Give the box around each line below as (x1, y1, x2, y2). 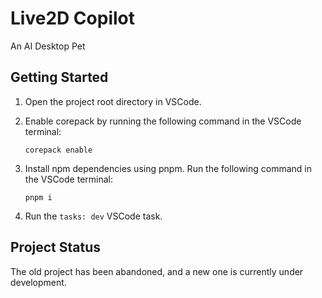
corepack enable (24, 145, 93, 155)
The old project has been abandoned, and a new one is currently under (10, 265, 304, 277)
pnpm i (24, 192, 53, 202)
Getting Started (10, 69, 109, 86)
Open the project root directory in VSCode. (24, 95, 202, 107)
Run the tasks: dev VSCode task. (24, 210, 163, 222)
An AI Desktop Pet (10, 40, 86, 52)
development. (10, 276, 67, 288)
